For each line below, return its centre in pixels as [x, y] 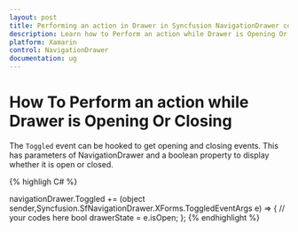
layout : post [33, 17]
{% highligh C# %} [43, 182]
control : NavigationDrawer [59, 50]
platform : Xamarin [43, 42]
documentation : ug [43, 58]
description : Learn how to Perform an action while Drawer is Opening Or [149, 34]
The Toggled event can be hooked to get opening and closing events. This [144, 145]
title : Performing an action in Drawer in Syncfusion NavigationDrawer [144, 26]
